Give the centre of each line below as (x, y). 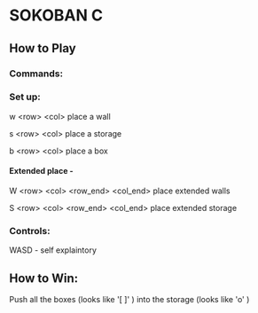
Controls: (30, 231)
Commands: (36, 74)
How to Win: (44, 278)
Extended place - (41, 171)
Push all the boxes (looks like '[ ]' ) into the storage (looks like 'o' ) (129, 300)
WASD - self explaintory (53, 250)
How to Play (43, 48)
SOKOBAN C (56, 16)
